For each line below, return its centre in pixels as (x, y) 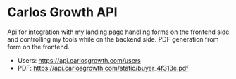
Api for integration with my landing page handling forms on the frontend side (118, 32)
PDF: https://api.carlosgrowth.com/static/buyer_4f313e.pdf (103, 68)
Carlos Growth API (62, 12)
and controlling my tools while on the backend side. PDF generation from (113, 39)
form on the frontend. (38, 47)
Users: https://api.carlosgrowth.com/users (79, 60)
